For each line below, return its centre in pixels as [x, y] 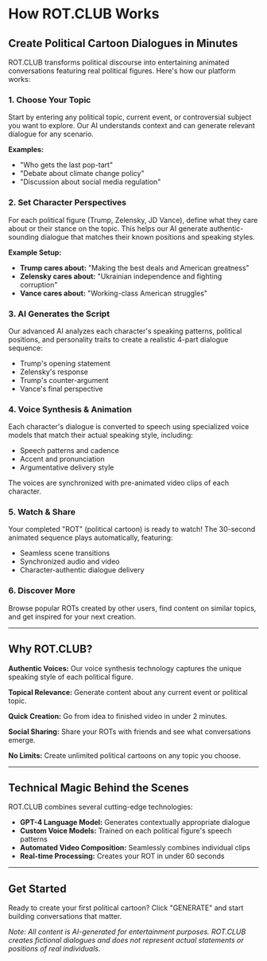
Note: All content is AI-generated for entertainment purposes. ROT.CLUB [127, 932]
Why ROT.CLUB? [50, 649]
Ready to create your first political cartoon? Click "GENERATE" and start [126, 908]
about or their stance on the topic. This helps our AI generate [108, 229]
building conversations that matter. [65, 916]
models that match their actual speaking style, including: [101, 436]
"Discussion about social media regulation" [90, 182]
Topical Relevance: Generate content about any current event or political [128, 692]
